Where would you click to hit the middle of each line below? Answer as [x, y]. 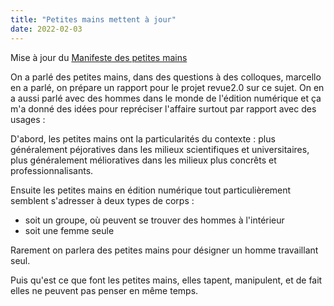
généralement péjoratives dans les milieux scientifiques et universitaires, [160, 149]
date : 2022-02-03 [46, 29]
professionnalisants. [52, 170]
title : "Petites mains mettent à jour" [93, 19]
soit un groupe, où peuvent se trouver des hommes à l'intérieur [154, 220]
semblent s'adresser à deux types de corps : [102, 200]
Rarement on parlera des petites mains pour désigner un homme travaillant [164, 250]
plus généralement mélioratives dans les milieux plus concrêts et [143, 160]
